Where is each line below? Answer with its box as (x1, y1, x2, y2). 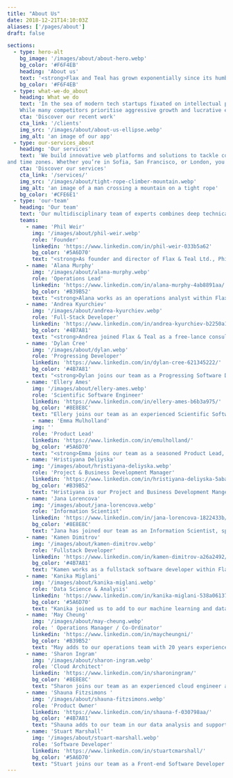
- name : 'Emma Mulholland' (32, 418, 110, 424)
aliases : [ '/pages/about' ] (7, 23, 85, 30)
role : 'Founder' (32, 236, 79, 244)
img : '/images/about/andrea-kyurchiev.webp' (32, 308, 163, 315)
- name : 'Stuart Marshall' (25, 728, 104, 735)
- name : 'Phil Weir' (25, 223, 85, 230)
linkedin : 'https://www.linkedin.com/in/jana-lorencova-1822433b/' (32, 514, 231, 522)
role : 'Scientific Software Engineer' (32, 391, 144, 399)
